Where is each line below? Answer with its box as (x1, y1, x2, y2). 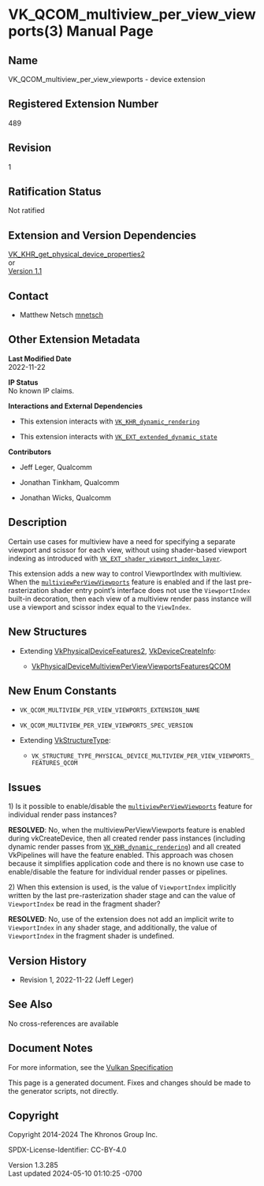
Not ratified (8, 206, 45, 215)
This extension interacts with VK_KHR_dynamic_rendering (19, 416, 200, 426)
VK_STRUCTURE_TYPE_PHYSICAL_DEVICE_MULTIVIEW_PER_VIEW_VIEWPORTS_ (31, 752, 255, 760)
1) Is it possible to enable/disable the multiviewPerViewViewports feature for (8, 802, 253, 811)
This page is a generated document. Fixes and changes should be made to (8, 1078, 251, 1087)
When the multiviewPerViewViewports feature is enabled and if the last (8, 577, 236, 587)
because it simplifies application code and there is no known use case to (8, 859, 244, 868)
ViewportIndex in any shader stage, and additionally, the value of (8, 923, 218, 932)
